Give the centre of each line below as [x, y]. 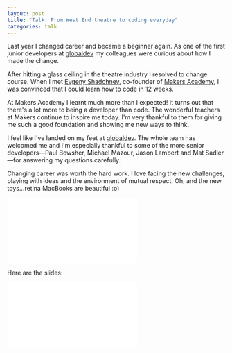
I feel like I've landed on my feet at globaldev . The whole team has [101, 138]
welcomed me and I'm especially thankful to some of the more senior [106, 146]
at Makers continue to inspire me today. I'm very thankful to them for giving [115, 117]
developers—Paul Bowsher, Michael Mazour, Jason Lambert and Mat [106, 153]
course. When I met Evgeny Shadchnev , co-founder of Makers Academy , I [113, 82]
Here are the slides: [35, 273]
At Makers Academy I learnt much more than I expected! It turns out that [110, 103]
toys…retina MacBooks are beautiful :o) [63, 189]
